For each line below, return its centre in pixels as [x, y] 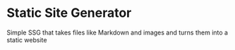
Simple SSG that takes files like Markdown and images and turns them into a [117, 32]
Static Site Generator [69, 13]
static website [27, 39]
